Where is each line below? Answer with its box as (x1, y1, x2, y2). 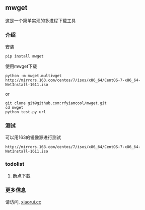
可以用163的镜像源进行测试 (5, 134, 61, 141)
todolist (5, 161, 25, 168)
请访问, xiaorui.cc (5, 199, 42, 205)
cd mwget (5, 105, 24, 110)
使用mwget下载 (5, 63, 37, 69)
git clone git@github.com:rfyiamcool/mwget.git (5, 101, 107, 106)
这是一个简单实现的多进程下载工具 (5, 17, 76, 24)
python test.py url (5, 110, 46, 115)
